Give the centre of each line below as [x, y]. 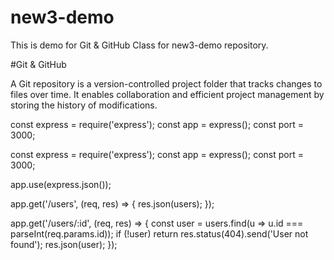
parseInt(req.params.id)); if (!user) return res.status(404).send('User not [159, 233]
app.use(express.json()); [61, 184]
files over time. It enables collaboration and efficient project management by [167, 94]
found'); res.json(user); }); [64, 244]
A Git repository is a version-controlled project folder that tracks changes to [166, 83]
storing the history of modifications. [84, 105]
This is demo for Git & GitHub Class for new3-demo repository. [139, 45]
